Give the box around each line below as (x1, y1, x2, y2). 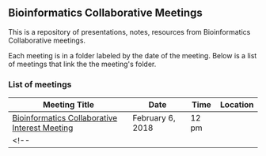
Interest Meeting (12, 122, 74, 133)
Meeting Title (42, 99, 95, 110)
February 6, (132, 113, 176, 124)
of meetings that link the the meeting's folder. (8, 59, 157, 69)
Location (220, 99, 254, 110)
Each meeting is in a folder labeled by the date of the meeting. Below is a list (8, 50, 257, 60)
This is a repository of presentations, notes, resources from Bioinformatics (8, 27, 251, 36)
